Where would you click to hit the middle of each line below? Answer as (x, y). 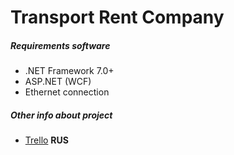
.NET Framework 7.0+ (69, 71)
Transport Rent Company (117, 17)
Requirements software (60, 45)
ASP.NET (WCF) (58, 82)
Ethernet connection (67, 92)
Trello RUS (46, 140)
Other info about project (61, 115)
